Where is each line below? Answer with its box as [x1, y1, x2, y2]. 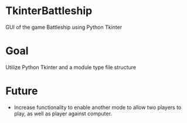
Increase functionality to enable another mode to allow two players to [13, 104, 182, 111]
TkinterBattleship [5, 4, 93, 18]
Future [5, 84, 39, 98]
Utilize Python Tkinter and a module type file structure [5, 64, 136, 71]
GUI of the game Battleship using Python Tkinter [5, 24, 123, 31]
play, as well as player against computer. [13, 110, 113, 117]
